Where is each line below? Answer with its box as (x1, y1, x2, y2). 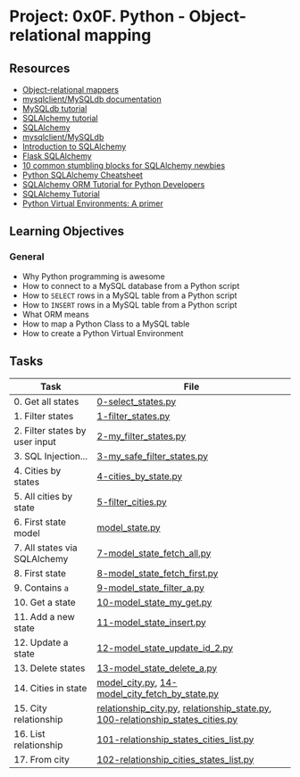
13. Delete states (13, 662, 86, 674)
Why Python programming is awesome (21, 270, 165, 282)
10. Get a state (13, 596, 76, 608)
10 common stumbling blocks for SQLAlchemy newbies (21, 161, 226, 170)
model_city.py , (96, 676, 158, 689)
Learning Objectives (9, 224, 125, 239)
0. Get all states (13, 395, 79, 408)
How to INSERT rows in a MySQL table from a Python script (21, 299, 237, 310)
